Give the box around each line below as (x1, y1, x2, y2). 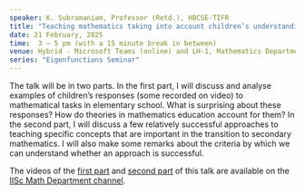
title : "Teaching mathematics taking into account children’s (9, 22, 250, 31)
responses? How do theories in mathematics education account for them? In (9, 110, 295, 120)
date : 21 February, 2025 (9, 30, 103, 39)
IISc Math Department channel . (9, 175, 126, 186)
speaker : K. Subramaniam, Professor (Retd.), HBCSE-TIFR (9, 13, 230, 23)
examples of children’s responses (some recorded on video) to (9, 90, 243, 101)
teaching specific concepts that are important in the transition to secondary (9, 129, 292, 139)
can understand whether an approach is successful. (9, 148, 204, 159)
